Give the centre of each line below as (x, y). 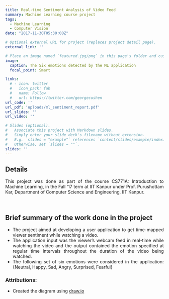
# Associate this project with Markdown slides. (59, 130)
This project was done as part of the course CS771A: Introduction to (84, 181)
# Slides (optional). (28, 126)
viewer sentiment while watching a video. (55, 235)
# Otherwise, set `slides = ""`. (43, 144)
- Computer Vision (29, 29)
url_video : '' (20, 117)
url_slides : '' (21, 112)
